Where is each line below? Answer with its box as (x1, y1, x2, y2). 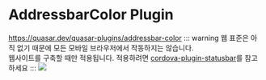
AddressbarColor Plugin (8, 6, 174, 24)
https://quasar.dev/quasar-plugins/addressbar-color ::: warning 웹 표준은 (8, 33, 249, 42)
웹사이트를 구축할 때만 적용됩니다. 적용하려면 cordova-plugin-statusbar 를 (8, 53, 243, 62)
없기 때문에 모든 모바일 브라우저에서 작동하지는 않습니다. (16, 42, 194, 53)
